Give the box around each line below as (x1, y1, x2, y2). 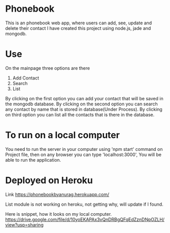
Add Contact (12, 74, 39, 81)
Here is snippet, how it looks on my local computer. (5, 211, 112, 217)
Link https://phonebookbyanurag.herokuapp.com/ (5, 191, 110, 198)
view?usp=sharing (5, 221, 44, 228)
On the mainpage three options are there (5, 65, 90, 71)
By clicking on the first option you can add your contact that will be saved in (5, 95, 163, 101)
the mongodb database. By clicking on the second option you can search (5, 101, 158, 107)
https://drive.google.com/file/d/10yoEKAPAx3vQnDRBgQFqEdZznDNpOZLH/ (5, 216, 165, 222)
